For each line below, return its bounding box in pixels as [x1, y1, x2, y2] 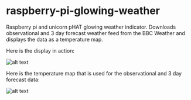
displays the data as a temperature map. [6, 36, 104, 43]
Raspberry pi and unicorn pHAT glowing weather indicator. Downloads [6, 23, 176, 30]
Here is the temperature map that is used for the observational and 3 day [6, 70, 182, 77]
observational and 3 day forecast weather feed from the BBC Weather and [6, 29, 186, 36]
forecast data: [6, 76, 40, 83]
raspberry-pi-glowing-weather [6, 4, 160, 18]
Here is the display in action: [6, 47, 75, 54]
